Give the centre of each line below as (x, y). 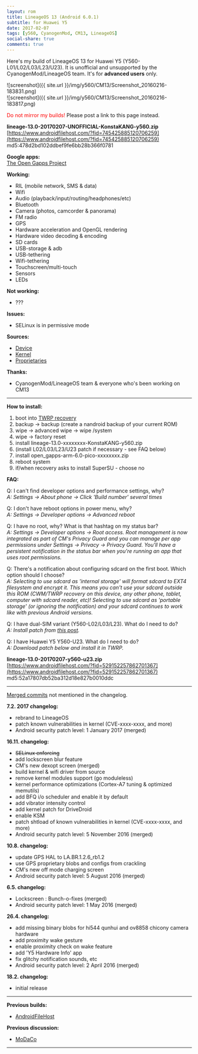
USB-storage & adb (38, 248)
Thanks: (17, 372)
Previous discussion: (33, 1028)
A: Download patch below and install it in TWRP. (65, 647)
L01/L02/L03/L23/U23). (35, 67)
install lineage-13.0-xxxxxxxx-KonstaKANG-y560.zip (79, 443)
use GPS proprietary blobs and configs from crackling (80, 863)
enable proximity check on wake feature (64, 946)
